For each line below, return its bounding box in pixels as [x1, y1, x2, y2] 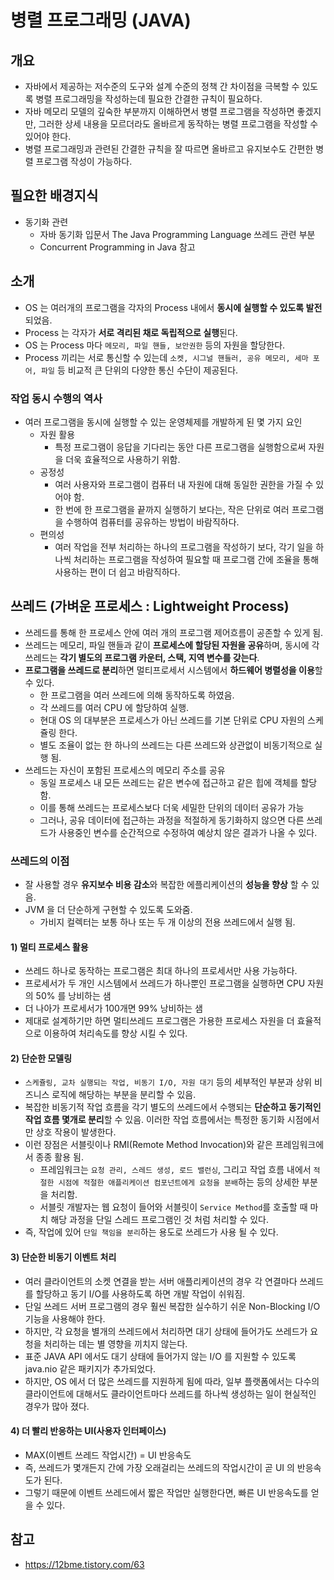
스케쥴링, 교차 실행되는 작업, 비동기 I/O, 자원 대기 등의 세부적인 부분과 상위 [24, 1076, 313, 1088]
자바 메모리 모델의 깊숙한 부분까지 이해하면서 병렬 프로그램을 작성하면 [24, 106, 295, 117]
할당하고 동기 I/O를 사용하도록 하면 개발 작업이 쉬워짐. [35, 1287, 246, 1300]
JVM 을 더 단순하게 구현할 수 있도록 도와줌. [24, 904, 193, 916]
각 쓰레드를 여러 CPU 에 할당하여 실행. [39, 701, 190, 713]
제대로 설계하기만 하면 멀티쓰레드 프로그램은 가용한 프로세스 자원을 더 [24, 1015, 295, 1027]
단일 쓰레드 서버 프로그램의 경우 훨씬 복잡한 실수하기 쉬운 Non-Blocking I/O [24, 1300, 321, 1312]
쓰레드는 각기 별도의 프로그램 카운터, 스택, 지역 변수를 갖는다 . [24, 651, 260, 663]
